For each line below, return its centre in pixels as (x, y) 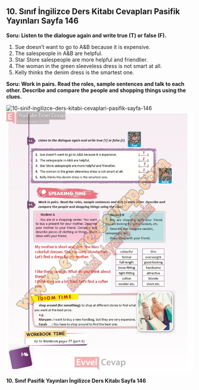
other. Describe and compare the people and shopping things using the (96, 90)
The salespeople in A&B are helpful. (59, 53)
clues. (14, 96)
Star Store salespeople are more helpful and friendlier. (81, 59)
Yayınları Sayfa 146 (43, 21)
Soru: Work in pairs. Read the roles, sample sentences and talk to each (95, 84)
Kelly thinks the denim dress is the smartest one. (74, 72)
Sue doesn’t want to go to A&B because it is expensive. (83, 47)
